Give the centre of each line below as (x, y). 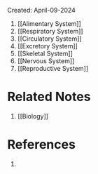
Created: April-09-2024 (41, 10)
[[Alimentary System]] (49, 24)
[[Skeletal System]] (45, 53)
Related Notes (49, 97)
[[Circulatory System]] (49, 39)
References (41, 145)
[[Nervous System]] (46, 61)
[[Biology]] (33, 116)
